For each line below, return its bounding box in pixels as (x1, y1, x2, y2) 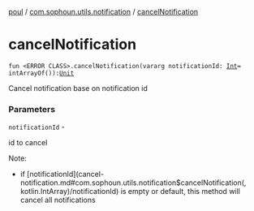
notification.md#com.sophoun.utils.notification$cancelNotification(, (19, 178, 247, 187)
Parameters (8, 103, 55, 114)
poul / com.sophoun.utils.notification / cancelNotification (8, 7, 199, 16)
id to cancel (8, 138, 48, 148)
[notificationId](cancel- (27, 170, 104, 179)
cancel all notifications (19, 195, 96, 205)
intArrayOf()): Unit (8, 69, 75, 77)
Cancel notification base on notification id (8, 83, 149, 93)
